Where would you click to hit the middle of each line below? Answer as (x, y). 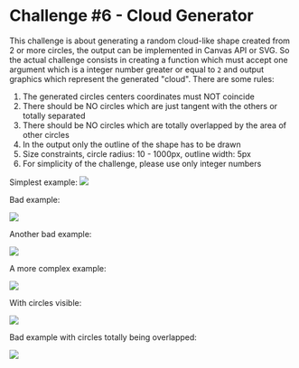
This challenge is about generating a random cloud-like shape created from (150, 41)
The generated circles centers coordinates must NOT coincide (138, 97)
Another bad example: (51, 234)
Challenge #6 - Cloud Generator (132, 16)
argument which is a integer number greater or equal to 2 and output (137, 69)
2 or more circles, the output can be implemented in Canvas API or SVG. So (149, 50)
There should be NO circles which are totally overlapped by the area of (154, 125)
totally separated (54, 115)
